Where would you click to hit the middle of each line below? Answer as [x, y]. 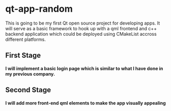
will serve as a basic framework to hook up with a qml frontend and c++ [81, 28]
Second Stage [28, 90]
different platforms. [26, 39]
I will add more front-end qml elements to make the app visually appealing [86, 103]
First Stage [23, 55]
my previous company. [30, 74]
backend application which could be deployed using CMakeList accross [81, 34]
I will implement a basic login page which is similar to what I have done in [84, 68]
